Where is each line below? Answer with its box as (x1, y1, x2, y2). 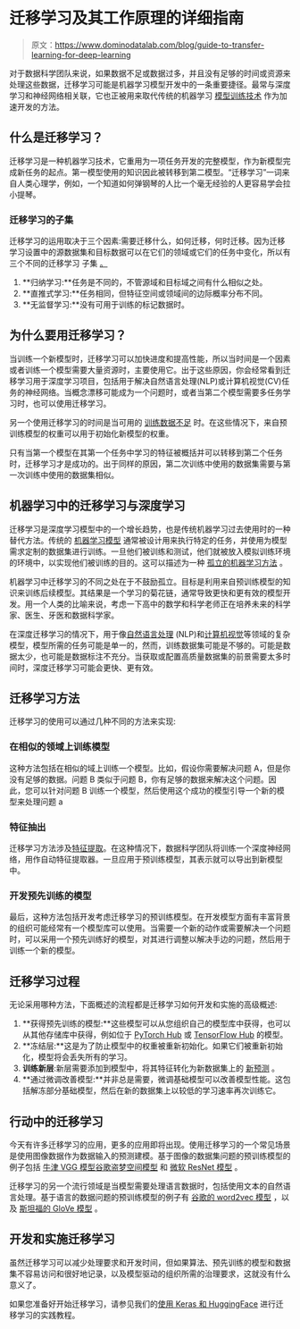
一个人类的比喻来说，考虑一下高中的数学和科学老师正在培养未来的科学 (32, 598, 291, 609)
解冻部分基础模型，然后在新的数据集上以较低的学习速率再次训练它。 (29, 1085, 281, 1096)
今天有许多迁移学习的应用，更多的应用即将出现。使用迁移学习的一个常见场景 (9, 1140, 291, 1149)
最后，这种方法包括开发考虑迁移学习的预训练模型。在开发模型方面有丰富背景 (9, 912, 291, 922)
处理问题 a (24, 796, 63, 807)
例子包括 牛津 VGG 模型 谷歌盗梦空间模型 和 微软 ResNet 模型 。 (9, 1162, 243, 1172)
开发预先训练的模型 (9, 890, 92, 902)
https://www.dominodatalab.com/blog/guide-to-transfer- (54, 39, 265, 50)
